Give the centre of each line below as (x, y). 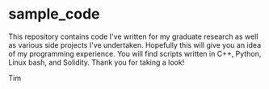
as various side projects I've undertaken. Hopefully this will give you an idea (134, 44)
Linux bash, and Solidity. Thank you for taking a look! (97, 62)
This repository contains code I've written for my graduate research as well (133, 36)
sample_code (54, 14)
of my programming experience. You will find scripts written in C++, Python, (135, 53)
